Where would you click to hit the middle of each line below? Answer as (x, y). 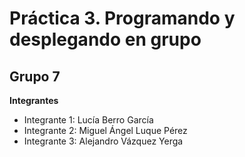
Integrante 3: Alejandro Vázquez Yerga (103, 141)
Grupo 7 (35, 76)
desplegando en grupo (105, 39)
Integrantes (34, 100)
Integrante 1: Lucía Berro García (88, 120)
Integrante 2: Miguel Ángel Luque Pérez (105, 130)
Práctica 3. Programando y (122, 18)
